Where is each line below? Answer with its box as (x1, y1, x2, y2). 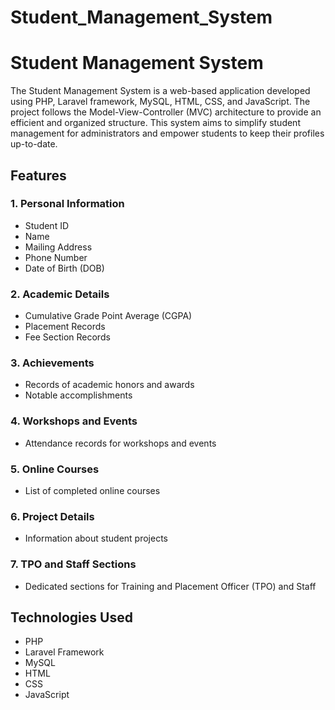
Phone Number (24, 251, 88, 263)
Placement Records (24, 321, 106, 333)
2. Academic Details (10, 287, 110, 301)
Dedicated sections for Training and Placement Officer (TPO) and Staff (24, 580, 317, 592)
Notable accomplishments (24, 389, 133, 401)
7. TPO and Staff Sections (10, 557, 137, 571)
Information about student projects (24, 532, 168, 545)
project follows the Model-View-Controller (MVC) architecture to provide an (10, 106, 322, 118)
